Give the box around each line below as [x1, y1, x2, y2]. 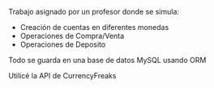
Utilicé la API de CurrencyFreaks [8, 71, 117, 80]
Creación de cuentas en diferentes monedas [19, 23, 169, 31]
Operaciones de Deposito [19, 40, 106, 49]
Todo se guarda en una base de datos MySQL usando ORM [8, 56, 207, 65]
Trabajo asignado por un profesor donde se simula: [8, 7, 180, 16]
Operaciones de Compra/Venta [19, 31, 125, 40]
